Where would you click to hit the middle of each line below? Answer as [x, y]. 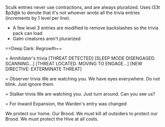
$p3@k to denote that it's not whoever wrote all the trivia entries [73, 13]
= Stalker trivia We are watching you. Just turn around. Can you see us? [80, 94]
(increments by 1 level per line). [38, 18]
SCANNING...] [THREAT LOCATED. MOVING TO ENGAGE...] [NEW [74, 63]
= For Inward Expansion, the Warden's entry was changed [66, 104]
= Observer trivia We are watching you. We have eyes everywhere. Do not [83, 79]
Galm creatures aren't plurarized [46, 38]
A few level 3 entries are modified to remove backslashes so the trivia [85, 28]
